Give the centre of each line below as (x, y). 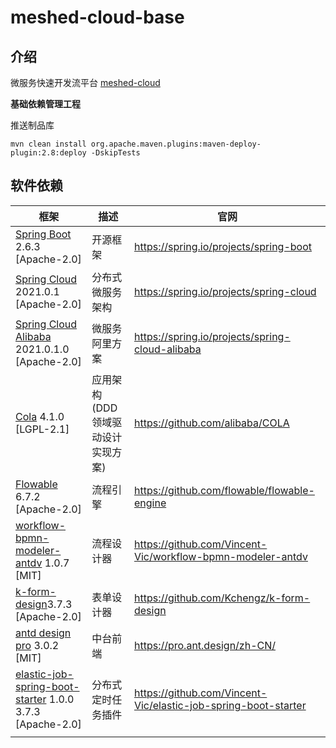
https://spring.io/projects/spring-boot (222, 246)
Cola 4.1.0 (40, 416)
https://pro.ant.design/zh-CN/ (205, 645)
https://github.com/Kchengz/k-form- (222, 598)
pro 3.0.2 (37, 645)
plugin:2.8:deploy (48, 153)
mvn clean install (48, 144)
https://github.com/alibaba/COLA (211, 423)
